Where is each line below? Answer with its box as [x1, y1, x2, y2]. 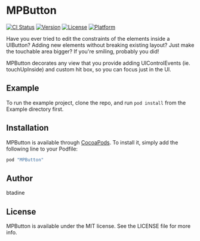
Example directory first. [6, 106, 64, 113]
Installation [6, 123, 49, 133]
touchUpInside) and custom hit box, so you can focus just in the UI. [6, 65, 171, 73]
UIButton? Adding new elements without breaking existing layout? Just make [6, 41, 195, 49]
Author [6, 173, 33, 183]
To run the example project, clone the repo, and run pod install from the [6, 99, 186, 106]
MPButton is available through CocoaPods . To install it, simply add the [6, 138, 179, 146]
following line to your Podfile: [6, 145, 78, 152]
